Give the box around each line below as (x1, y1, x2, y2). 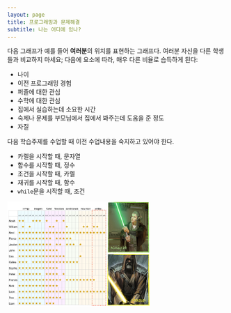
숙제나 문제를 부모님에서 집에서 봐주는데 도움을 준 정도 (17, 114, 165, 122)
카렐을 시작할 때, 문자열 (17, 152, 81, 160)
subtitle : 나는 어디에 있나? (7, 26, 81, 33)
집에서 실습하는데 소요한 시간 (17, 105, 96, 114)
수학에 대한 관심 (17, 96, 61, 105)
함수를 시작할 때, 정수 (17, 161, 75, 169)
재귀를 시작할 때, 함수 (17, 178, 75, 187)
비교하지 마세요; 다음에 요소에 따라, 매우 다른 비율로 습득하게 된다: (19, 56, 198, 64)
